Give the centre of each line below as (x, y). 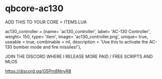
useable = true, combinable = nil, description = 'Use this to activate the (77, 41)
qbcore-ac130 (34, 9)
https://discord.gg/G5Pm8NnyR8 (38, 71)
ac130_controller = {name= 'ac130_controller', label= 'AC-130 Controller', (78, 31)
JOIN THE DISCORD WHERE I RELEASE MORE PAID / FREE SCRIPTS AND (79, 56)
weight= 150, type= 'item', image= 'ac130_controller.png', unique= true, (77, 37)
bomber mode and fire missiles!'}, (47, 47)
